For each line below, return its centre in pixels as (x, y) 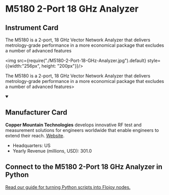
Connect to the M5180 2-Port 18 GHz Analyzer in (84, 167)
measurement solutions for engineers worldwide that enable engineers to (82, 130)
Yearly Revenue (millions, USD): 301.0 (52, 151)
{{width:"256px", (23, 66)
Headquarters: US (32, 145)
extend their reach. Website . (35, 135)
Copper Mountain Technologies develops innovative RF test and (73, 125)
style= (154, 61)
